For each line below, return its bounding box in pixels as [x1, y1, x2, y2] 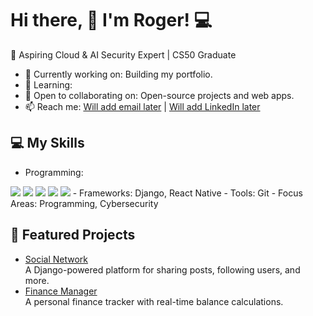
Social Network [24, 253, 89, 265]
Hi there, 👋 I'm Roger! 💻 [10, 9, 213, 32]
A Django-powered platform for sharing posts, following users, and [24, 263, 301, 276]
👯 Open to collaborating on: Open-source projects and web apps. [24, 89, 295, 101]
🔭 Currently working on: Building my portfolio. [24, 68, 213, 80]
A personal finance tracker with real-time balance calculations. [24, 295, 284, 307]
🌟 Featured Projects [10, 227, 136, 244]
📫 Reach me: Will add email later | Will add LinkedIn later [24, 100, 261, 112]
